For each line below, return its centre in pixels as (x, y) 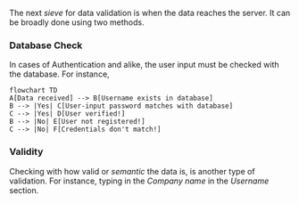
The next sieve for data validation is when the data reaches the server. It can (150, 13)
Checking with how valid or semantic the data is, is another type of (133, 171)
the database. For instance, (59, 74)
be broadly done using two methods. (77, 22)
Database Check (46, 45)
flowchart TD (33, 91)
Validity (26, 152)
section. (24, 190)
